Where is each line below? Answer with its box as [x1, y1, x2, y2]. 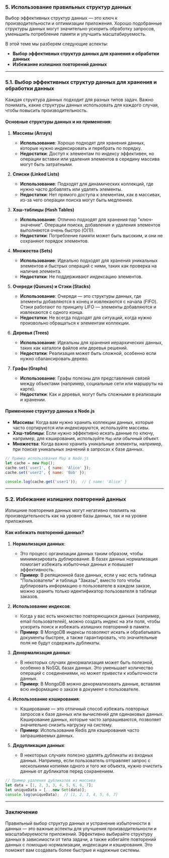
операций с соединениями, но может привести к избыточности [20, 670, 157, 676]
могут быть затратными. [20, 161, 73, 167]
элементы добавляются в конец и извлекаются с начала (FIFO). [20, 298, 158, 304]
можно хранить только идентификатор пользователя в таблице [20, 588, 157, 594]
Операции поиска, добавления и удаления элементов [44, 222, 161, 228]
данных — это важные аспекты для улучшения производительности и [5, 825, 157, 831]
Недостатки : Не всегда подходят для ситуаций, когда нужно [20, 314, 152, 320]
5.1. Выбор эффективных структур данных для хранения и [5, 79, 157, 86]
